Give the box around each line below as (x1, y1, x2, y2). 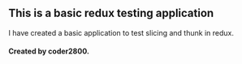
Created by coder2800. (8, 46, 89, 56)
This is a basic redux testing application (8, 6, 214, 20)
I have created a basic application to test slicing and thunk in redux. (8, 28, 234, 37)
